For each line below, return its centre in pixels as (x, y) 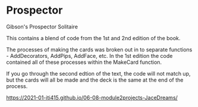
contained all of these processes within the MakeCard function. (84, 62)
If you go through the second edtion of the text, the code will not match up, (98, 73)
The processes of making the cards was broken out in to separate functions (99, 49)
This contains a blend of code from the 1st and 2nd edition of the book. (93, 38)
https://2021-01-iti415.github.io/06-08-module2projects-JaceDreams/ (92, 98)
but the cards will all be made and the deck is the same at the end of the (95, 80)
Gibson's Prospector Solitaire (42, 27)
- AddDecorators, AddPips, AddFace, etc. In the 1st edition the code (89, 56)
